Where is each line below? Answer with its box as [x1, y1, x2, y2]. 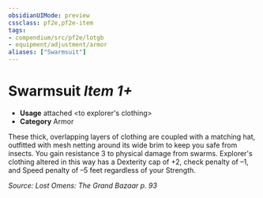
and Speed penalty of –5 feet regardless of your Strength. [8, 165, 196, 174]
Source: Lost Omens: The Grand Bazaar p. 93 [8, 181, 158, 190]
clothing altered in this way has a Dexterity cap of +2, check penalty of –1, [8, 157, 249, 166]
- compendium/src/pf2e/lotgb [8, 33, 104, 42]
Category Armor [19, 116, 74, 126]
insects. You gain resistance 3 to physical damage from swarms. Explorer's [8, 148, 253, 158]
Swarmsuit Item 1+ [8, 82, 133, 100]
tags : [8, 26, 26, 34]
